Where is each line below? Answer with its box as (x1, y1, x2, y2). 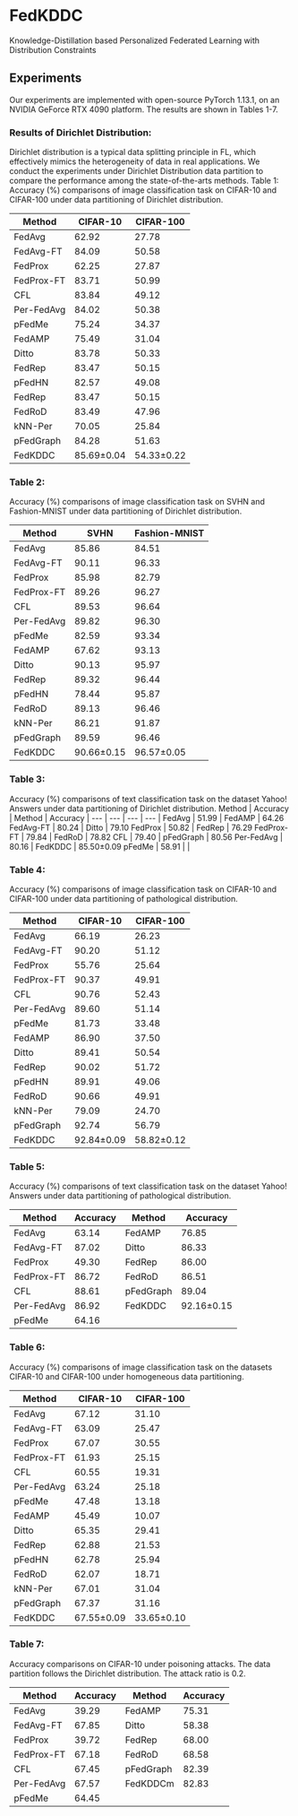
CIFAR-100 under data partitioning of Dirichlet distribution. (9, 195, 224, 205)
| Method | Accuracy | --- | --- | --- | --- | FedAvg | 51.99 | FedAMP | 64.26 (9, 812, 285, 823)
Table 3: (9, 773, 46, 785)
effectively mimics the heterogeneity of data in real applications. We (9, 156, 260, 167)
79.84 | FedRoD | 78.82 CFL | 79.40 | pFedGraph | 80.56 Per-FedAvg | (25, 831, 284, 843)
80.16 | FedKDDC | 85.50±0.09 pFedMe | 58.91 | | (9, 841, 191, 852)
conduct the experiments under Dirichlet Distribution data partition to (9, 166, 264, 177)
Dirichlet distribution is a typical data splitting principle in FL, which (9, 147, 257, 158)
